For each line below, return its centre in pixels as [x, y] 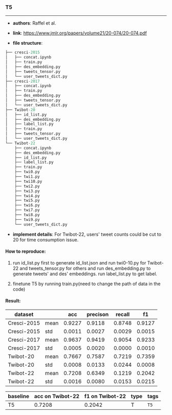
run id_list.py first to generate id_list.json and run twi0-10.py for [79, 262]
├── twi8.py [27, 215]
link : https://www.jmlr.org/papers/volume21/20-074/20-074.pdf [80, 33]
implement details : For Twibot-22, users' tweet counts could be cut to [87, 234]
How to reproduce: [26, 251]
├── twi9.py [27, 219]
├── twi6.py [27, 205]
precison [98, 314]
